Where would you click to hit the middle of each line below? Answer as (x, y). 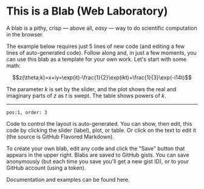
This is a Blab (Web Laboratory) (87, 11)
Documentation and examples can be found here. (68, 179)
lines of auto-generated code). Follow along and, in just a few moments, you (101, 52)
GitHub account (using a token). (46, 168)
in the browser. (25, 34)
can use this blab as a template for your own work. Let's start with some (97, 59)
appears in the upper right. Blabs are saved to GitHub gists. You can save (98, 155)
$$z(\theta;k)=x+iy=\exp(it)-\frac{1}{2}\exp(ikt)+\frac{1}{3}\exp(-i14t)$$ (102, 77)
